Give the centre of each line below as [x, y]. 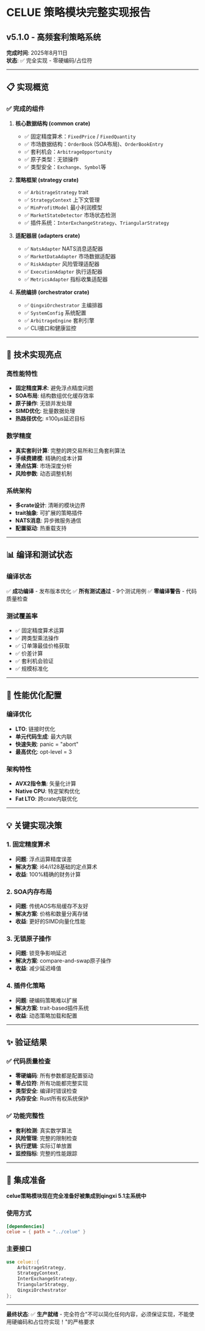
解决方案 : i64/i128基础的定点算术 [56, 866]
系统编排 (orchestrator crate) [52, 292]
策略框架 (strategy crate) [47, 180]
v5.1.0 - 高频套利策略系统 [54, 37]
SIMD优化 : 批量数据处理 [45, 411]
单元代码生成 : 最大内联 [43, 736]
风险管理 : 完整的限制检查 [46, 1138]
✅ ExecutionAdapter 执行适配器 [63, 271]
